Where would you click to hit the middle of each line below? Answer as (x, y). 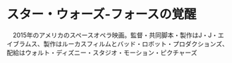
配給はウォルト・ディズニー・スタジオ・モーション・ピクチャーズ (102, 52)
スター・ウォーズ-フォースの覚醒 (102, 14)
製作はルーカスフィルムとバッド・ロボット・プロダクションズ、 (136, 43)
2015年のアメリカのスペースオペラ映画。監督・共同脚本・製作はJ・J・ (115, 35)
